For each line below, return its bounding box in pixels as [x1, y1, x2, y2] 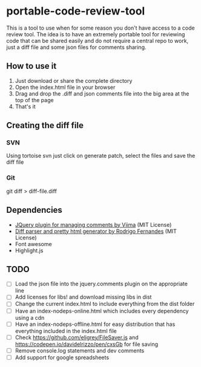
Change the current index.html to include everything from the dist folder [15, 300, 195, 308]
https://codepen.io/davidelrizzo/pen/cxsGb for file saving [15, 340, 159, 348]
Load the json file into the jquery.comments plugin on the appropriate [15, 280, 188, 288]
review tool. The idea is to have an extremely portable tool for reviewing [6, 30, 185, 37]
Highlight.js [15, 247, 44, 254]
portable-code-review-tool [6, 4, 145, 18]
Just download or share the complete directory [15, 77, 133, 84]
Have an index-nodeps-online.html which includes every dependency [15, 307, 189, 314]
